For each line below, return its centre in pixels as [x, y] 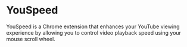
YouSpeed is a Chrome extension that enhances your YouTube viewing [93, 26]
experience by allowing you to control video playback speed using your [94, 32]
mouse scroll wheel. [31, 39]
